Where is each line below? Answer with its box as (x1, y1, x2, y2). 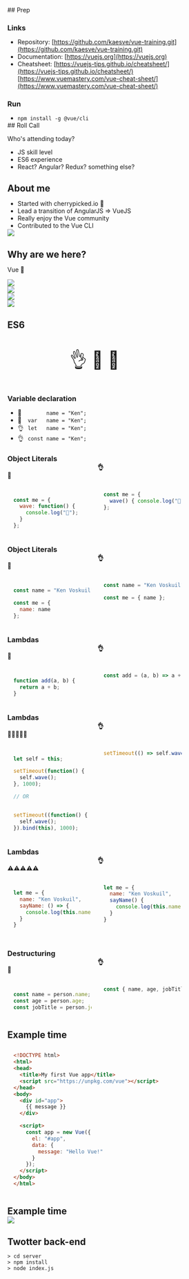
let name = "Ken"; (28, 425, 87, 432)
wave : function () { (19, 503, 76, 510)
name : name (19, 606, 51, 613)
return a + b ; (19, 684, 60, 691)
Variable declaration (7, 394, 77, 404)
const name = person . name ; (13, 991, 91, 998)
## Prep (7, 6, 30, 14)
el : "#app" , (31, 1135, 66, 1142)
